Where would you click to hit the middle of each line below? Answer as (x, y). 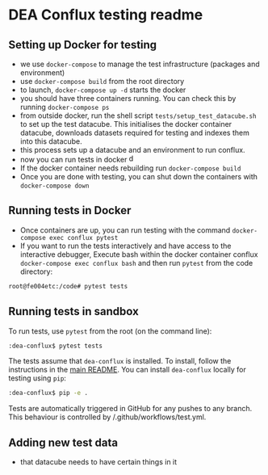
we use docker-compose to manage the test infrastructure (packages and (140, 64)
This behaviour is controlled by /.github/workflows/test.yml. (107, 417)
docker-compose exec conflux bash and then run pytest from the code (136, 263)
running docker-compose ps (65, 107)
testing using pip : (38, 378)
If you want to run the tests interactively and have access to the (126, 246)
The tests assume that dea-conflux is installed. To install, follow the (120, 361)
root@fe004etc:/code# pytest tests (68, 286)
